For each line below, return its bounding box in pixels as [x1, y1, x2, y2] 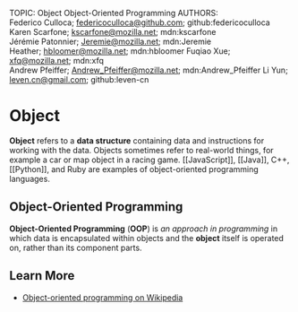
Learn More [9, 268, 75, 283]
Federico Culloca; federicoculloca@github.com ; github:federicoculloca [9, 17, 270, 28]
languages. [9, 173, 51, 184]
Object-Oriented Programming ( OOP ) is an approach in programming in [9, 223, 278, 234]
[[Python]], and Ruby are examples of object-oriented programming [9, 163, 260, 174]
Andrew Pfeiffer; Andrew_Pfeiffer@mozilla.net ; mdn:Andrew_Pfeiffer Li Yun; [9, 65, 288, 75]
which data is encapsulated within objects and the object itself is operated [9, 232, 285, 243]
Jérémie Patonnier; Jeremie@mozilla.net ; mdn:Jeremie [9, 36, 212, 47]
